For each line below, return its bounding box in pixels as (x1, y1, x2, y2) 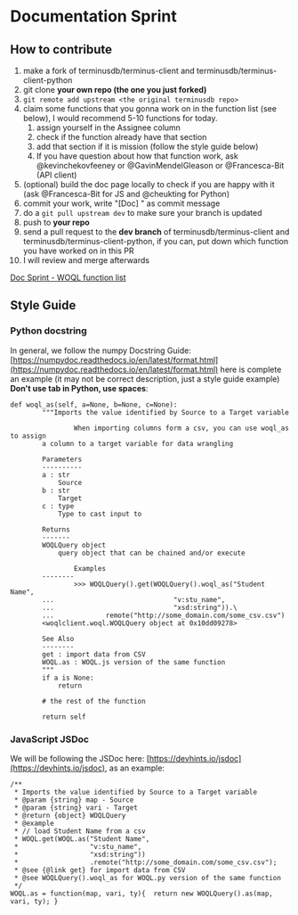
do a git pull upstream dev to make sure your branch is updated (22, 208, 262, 218)
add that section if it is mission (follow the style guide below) (36, 141, 259, 152)
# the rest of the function (42, 697, 146, 705)
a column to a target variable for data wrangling (42, 439, 234, 448)
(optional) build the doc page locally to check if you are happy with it (22, 179, 275, 189)
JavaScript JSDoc (10, 733, 90, 746)
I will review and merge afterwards (22, 255, 150, 265)
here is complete (220, 364, 282, 375)
